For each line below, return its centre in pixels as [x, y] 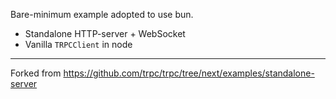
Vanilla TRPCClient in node [78, 44]
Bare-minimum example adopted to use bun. [102, 14]
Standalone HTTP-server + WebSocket [105, 33]
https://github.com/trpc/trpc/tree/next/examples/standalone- [189, 73]
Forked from [36, 73]
